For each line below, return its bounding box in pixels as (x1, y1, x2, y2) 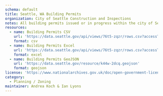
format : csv (14, 39, 38, 44)
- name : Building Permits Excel (9, 43, 75, 48)
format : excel (14, 52, 42, 57)
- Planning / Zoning (9, 79, 51, 84)
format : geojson (14, 66, 47, 71)
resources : (5, 25, 27, 30)
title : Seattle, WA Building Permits (5, 12, 81, 16)
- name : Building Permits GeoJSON (9, 57, 79, 62)
